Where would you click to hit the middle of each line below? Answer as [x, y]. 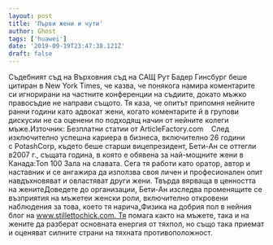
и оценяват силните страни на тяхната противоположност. [110, 232]
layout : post [30, 16]
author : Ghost [32, 31]
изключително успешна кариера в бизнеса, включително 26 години [127, 138]
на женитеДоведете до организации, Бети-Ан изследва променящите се [135, 189]
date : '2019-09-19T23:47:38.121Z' [67, 46]
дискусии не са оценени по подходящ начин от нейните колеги [119, 120]
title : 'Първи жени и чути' [56, 24]
